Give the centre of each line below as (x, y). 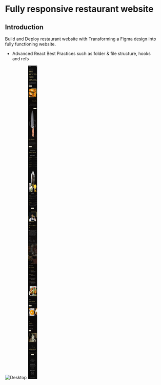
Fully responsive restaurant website (79, 9)
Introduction (24, 27)
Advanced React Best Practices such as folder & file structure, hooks (81, 53)
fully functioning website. (30, 44)
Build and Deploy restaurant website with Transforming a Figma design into (80, 39)
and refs (20, 59)
